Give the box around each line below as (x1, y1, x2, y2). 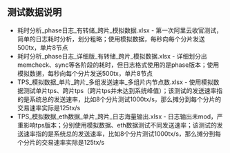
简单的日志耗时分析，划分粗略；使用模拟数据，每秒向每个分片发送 (17, 34, 205, 43)
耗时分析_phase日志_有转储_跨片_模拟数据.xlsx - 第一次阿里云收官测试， (17, 26, 223, 34)
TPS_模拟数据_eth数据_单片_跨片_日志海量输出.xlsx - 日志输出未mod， (17, 112, 218, 121)
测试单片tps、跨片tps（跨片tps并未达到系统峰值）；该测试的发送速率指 (23, 86, 223, 94)
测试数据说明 (7, 6, 62, 19)
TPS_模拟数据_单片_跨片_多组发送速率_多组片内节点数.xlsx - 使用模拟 (17, 78, 214, 86)
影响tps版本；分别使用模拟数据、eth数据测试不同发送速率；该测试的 (23, 121, 218, 129)
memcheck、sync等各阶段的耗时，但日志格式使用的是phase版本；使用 (17, 61, 220, 69)
